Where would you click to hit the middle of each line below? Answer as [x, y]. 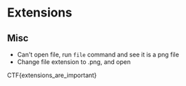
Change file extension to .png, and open [74, 62]
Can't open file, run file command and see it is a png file [98, 54]
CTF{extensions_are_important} [52, 75]
